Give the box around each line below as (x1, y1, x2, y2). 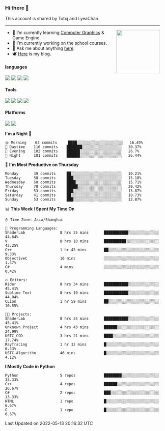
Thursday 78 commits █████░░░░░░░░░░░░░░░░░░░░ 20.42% (5, 184, 141, 189)
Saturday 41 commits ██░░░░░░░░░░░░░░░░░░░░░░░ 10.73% (5, 193, 141, 198)
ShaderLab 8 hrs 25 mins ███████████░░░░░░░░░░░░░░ (5, 230, 160, 235)
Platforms (5, 110, 26, 115)
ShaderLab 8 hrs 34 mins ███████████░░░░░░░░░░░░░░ (5, 316, 160, 321)
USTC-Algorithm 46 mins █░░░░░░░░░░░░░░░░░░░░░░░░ (5, 350, 160, 355)
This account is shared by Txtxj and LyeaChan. (5, 16, 100, 22)
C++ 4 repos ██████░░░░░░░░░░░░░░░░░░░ (5, 381, 160, 386)
